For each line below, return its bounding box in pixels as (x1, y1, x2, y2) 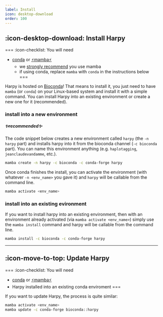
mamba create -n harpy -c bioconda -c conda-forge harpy (5, 161, 123, 166)
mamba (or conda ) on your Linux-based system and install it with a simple (5, 88, 147, 95)
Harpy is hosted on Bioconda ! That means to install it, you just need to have (5, 83, 156, 89)
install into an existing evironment (5, 200, 87, 207)
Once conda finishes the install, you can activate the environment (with (5, 169, 147, 175)
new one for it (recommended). (5, 99, 67, 105)
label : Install (5, 7, 36, 12)
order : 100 (5, 16, 27, 21)
